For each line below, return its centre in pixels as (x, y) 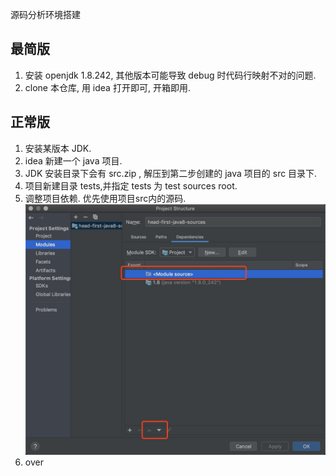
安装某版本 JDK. (58, 148)
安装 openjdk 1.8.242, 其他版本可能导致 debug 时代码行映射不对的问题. (170, 75)
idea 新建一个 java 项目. (73, 160)
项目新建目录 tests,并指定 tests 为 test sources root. (131, 185)
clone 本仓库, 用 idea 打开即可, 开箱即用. (107, 87)
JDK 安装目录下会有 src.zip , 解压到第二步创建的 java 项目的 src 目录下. (171, 173)
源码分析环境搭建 (45, 14)
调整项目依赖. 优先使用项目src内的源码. (105, 198)
